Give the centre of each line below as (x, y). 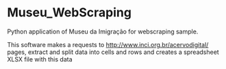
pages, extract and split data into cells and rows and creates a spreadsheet (113, 52)
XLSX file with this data (40, 59)
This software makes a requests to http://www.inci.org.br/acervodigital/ (108, 44)
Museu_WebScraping (70, 13)
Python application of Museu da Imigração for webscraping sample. (103, 31)
